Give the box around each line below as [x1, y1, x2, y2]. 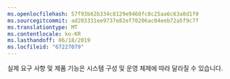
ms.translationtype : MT [7, 23, 78, 31]
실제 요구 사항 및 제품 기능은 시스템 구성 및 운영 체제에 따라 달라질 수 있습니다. [7, 64, 224, 72]
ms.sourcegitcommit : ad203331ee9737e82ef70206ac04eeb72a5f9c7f [7, 17, 199, 24]
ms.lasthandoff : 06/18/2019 [7, 37, 91, 44]
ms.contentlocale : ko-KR [7, 30, 81, 38]
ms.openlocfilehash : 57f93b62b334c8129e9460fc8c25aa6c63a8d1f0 [7, 10, 199, 18]
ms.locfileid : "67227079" [7, 43, 84, 51]
